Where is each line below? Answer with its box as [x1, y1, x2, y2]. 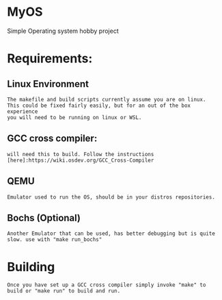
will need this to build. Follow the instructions [7, 151, 154, 158]
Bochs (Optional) [7, 212, 81, 223]
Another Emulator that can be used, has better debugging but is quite [7, 230, 215, 237]
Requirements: [7, 51, 93, 66]
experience [7, 108, 38, 115]
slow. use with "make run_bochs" [7, 236, 102, 243]
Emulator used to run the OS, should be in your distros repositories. [7, 193, 215, 201]
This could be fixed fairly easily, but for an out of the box [7, 102, 191, 109]
